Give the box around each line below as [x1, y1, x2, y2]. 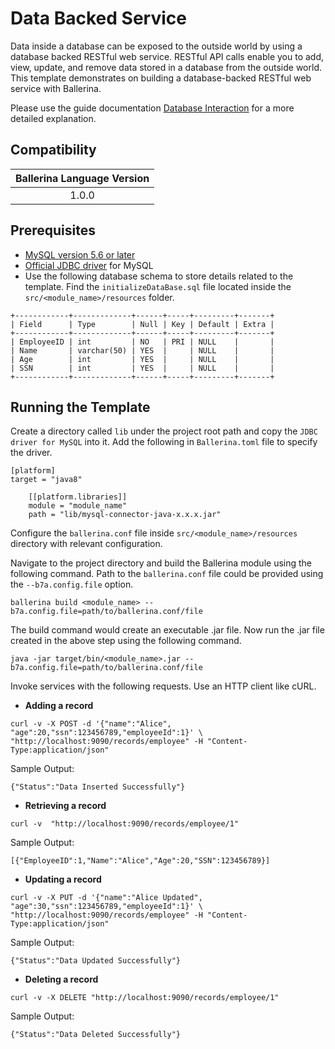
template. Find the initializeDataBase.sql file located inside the [24, 280, 292, 292]
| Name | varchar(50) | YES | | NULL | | [10, 345, 275, 356]
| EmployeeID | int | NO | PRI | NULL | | [10, 337, 275, 347]
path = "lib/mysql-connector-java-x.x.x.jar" [28, 510, 222, 520]
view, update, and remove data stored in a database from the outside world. [10, 61, 322, 73]
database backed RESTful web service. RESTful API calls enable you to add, [10, 50, 325, 62]
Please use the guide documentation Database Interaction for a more [10, 102, 295, 114]
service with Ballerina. [10, 82, 102, 94]
